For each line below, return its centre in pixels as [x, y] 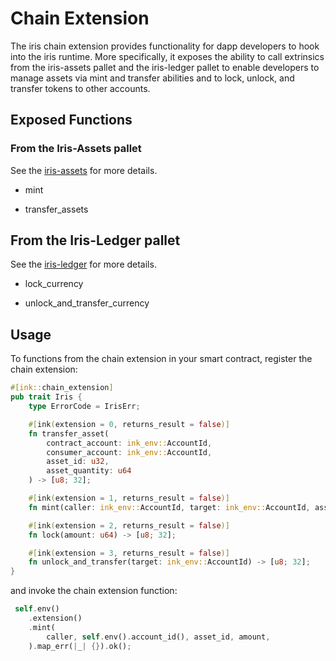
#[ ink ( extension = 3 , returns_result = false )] [129, 553]
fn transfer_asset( [69, 433]
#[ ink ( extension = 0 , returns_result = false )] [129, 424]
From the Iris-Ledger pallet [95, 240]
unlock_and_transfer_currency [87, 303]
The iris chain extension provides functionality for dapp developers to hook [165, 46]
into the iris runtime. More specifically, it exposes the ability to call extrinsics [167, 56]
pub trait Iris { [46, 397]
